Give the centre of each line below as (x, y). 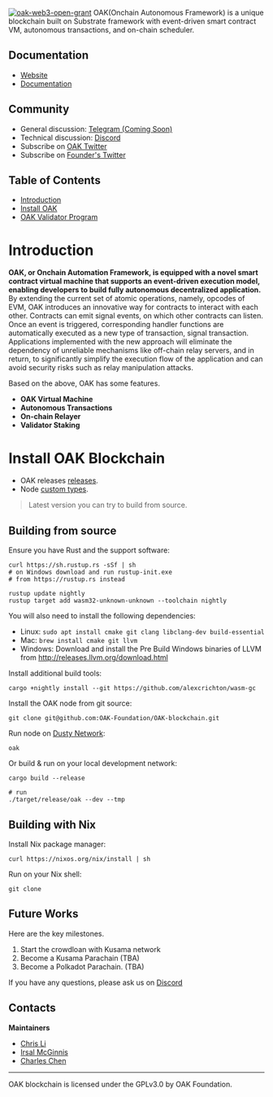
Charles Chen (43, 1060)
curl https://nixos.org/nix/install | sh (80, 859)
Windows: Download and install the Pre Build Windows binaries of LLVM (141, 649)
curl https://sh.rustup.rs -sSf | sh (72, 566)
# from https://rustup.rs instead (67, 579)
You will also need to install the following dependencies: (102, 616)
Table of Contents (55, 180)
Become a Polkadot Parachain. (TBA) (82, 966)
